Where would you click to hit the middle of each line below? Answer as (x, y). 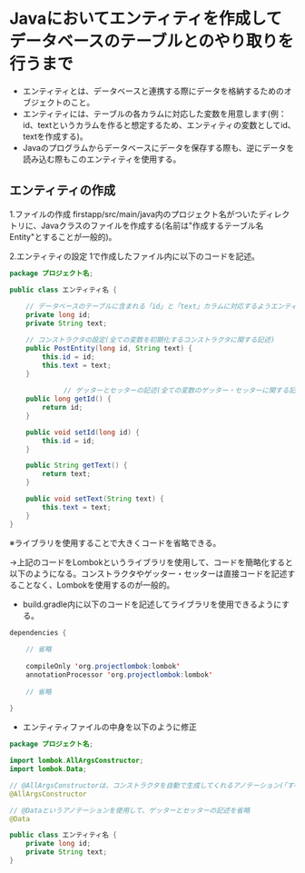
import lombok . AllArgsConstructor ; (77, 761)
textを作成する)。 (55, 136)
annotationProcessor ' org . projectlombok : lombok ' (119, 675)
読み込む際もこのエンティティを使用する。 (102, 159)
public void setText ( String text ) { (95, 499)
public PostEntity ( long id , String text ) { (109, 348)
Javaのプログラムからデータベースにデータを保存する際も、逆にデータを (158, 147)
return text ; (67, 474)
